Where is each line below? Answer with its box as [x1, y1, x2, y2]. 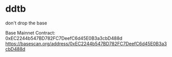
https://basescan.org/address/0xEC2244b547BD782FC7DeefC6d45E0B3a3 [5, 40, 167, 46]
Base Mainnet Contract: [5, 30, 55, 36]
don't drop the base [5, 20, 47, 26]
